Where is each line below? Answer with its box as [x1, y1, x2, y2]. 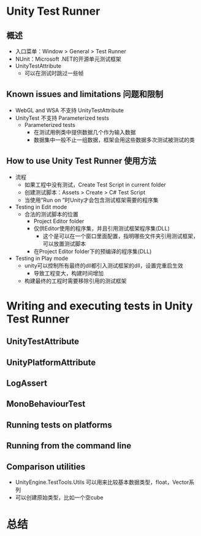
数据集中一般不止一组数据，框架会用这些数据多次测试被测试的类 [33, 136, 195, 144]
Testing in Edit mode [15, 203, 67, 210]
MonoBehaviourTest [6, 399, 86, 409]
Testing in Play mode [15, 255, 69, 262]
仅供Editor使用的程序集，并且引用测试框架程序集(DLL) [33, 224, 170, 232]
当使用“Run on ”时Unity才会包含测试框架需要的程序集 [24, 196, 159, 204]
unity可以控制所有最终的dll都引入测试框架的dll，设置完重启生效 [24, 262, 183, 269]
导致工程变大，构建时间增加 [33, 269, 104, 277]
